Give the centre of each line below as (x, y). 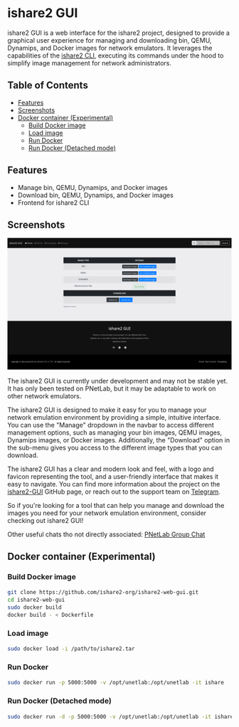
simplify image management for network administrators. (90, 63)
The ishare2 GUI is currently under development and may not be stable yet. (118, 381)
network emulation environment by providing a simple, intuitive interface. (115, 417)
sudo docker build (34, 607)
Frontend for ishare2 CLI (53, 202)
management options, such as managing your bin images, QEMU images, (115, 433)
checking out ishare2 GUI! (46, 520)
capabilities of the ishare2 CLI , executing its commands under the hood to (116, 55)
